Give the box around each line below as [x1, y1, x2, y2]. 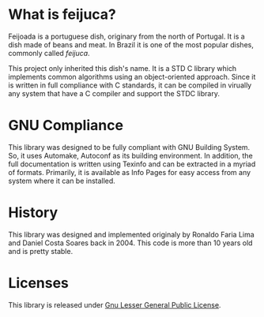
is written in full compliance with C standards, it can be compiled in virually [8, 80, 252, 90]
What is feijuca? [8, 6, 117, 24]
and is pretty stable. [8, 246, 74, 255]
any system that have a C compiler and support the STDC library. [8, 88, 220, 98]
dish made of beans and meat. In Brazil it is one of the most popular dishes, [8, 39, 255, 49]
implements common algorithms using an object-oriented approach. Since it [8, 72, 256, 81]
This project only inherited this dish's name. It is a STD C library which [8, 63, 237, 73]
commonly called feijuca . [8, 48, 90, 58]
